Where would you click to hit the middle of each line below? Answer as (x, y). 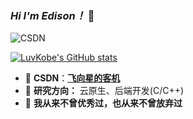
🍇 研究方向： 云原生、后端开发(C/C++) (104, 91)
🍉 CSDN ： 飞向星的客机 (72, 78)
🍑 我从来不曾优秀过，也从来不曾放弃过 (103, 103)
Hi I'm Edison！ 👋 (52, 15)
